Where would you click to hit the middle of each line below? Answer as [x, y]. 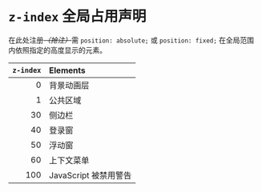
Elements [67, 70]
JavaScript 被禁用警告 [91, 175]
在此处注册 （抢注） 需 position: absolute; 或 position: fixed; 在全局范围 [131, 40]
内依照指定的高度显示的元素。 [57, 50]
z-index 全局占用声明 [77, 16]
